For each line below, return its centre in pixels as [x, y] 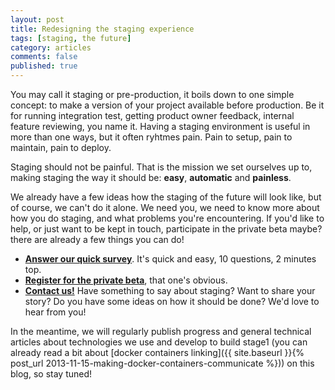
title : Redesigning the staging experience [102, 29]
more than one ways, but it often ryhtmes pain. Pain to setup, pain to [151, 137]
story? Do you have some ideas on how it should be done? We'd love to [172, 301]
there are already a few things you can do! [97, 239]
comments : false [44, 57]
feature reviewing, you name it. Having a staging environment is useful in [160, 126]
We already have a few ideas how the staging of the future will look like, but [166, 197]
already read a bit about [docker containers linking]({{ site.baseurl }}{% [157, 352]
